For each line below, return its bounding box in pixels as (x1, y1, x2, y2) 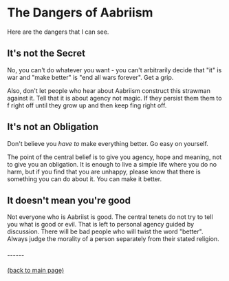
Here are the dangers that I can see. (7, 28, 109, 36)
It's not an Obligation (7, 121, 99, 133)
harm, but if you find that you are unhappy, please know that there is (7, 167, 201, 176)
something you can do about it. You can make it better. (7, 174, 162, 183)
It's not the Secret (7, 48, 86, 59)
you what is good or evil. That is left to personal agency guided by (7, 220, 195, 229)
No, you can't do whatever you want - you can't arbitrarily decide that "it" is (7, 65, 222, 74)
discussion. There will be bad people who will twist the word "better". (7, 227, 204, 236)
